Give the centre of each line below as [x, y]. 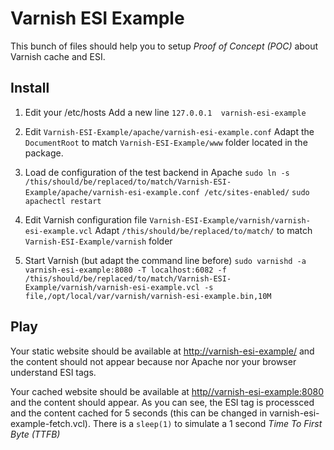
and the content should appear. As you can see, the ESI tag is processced [162, 402]
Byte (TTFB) [35, 434]
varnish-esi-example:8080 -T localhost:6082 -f [125, 270]
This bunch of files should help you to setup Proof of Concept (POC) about [164, 46]
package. [44, 153]
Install [30, 88]
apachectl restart [63, 201]
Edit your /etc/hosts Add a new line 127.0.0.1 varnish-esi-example [165, 112]
